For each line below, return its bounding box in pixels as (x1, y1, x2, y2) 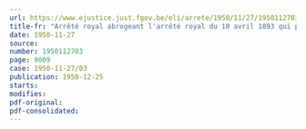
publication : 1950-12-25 (9, 73, 104, 82)
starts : (9, 81, 39, 90)
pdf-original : (9, 97, 64, 107)
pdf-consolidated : (9, 106, 79, 115)
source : (9, 38, 39, 48)
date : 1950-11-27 (9, 30, 76, 39)
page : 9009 (9, 55, 51, 64)
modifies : (9, 89, 47, 98)
